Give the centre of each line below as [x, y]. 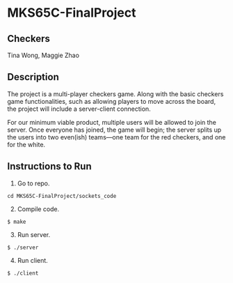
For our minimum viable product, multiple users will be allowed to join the [112, 122]
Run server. [34, 234]
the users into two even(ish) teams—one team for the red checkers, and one [116, 137]
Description [33, 77]
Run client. [33, 260]
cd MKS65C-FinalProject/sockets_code [62, 196]
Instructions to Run [49, 166]
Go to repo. [33, 183]
